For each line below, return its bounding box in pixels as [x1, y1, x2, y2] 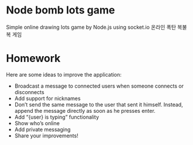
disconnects [14, 88, 45, 95]
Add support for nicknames [14, 95, 81, 102]
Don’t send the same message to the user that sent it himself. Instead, [14, 101, 183, 108]
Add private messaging [14, 126, 71, 133]
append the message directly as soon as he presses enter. [14, 107, 156, 114]
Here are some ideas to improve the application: [6, 71, 122, 78]
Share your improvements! [14, 132, 79, 139]
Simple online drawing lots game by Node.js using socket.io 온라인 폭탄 [6, 23, 177, 30]
